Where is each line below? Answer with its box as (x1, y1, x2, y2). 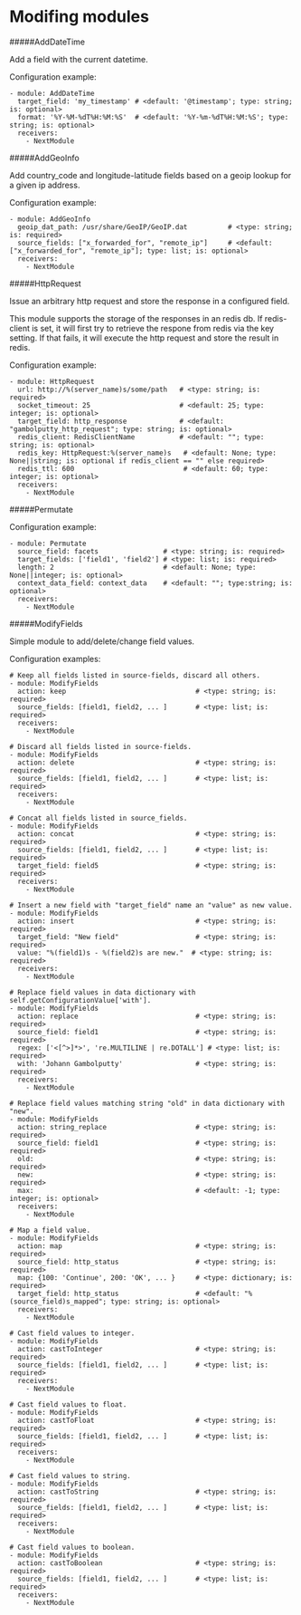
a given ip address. (9, 179, 80, 190)
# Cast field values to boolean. (9, 1543, 136, 1552)
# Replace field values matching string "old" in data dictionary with (9, 1099, 285, 1108)
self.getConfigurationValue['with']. (9, 995, 152, 1005)
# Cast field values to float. (9, 1399, 127, 1409)
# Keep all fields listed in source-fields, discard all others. (9, 670, 260, 680)
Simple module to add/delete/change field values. (9, 636, 195, 647)
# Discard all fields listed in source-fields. (9, 742, 193, 751)
